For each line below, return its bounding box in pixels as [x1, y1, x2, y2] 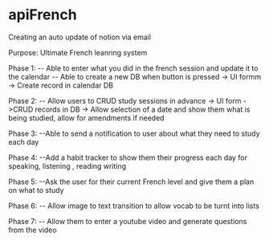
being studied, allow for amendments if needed [8, 112, 165, 122]
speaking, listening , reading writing [8, 161, 127, 170]
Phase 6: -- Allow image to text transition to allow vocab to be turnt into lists [8, 201, 259, 210]
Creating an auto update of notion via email [8, 32, 151, 42]
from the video [8, 225, 58, 235]
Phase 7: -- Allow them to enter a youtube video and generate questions [8, 216, 247, 226]
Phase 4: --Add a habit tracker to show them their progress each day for [8, 153, 247, 162]
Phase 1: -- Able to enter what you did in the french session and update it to [8, 63, 259, 73]
